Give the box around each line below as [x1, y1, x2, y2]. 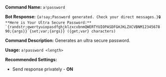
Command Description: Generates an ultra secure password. [5, 38, 130, 43]
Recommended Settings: [5, 57, 57, 62]
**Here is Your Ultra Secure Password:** [5, 20, 92, 25]
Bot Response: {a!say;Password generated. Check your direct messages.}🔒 [5, 14, 161, 19]
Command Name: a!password [5, 4, 65, 10]
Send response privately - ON [12, 66, 73, 72]
